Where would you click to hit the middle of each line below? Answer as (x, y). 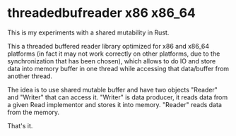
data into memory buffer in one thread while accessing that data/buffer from (118, 68)
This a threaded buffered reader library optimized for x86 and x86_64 (108, 46)
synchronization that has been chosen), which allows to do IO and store (112, 61)
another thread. (30, 76)
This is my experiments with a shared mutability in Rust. (88, 32)
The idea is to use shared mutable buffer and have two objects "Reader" (112, 89)
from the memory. (34, 112)
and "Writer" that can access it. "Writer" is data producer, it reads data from (118, 97)
